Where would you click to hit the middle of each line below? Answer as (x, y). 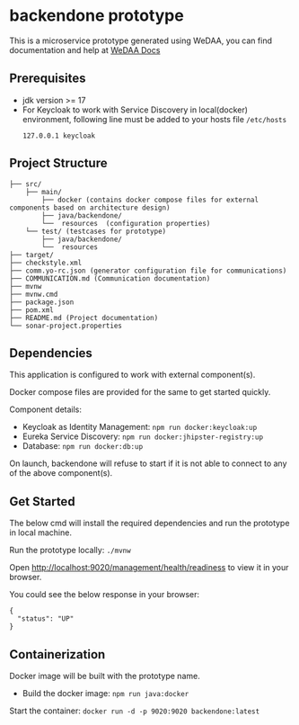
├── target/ (31, 255)
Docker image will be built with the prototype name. (105, 676)
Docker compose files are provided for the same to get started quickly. (140, 392)
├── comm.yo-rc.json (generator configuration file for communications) (148, 271)
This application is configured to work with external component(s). (132, 375)
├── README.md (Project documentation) (84, 318)
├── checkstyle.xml (46, 263)
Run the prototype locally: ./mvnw (70, 550)
